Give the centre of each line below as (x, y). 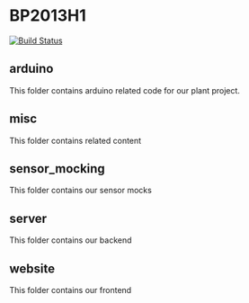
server (28, 218)
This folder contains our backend (71, 240)
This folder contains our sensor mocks (81, 191)
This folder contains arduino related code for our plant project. (125, 90)
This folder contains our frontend (71, 290)
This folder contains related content (76, 140)
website (32, 268)
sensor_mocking (57, 169)
